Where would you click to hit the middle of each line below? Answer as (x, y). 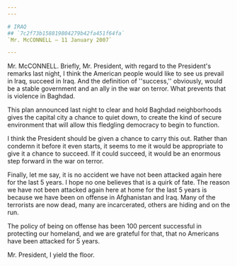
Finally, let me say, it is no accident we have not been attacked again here (115, 175)
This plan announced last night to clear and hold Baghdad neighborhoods (115, 110)
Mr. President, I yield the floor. (51, 255)
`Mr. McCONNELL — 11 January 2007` (60, 40)
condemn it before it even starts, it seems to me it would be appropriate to (115, 146)
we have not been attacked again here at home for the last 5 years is (107, 190)
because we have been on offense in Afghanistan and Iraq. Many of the (111, 197)
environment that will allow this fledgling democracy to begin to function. (114, 125)
